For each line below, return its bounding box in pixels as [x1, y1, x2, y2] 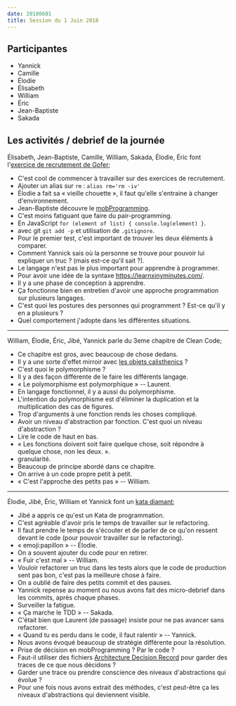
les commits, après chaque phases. [17, 593, 121, 602]
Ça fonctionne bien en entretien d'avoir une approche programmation [17, 286, 219, 295]
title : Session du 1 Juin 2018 [7, 17, 99, 24]
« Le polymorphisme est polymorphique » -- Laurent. [17, 380, 172, 389]
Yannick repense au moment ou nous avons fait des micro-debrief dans [17, 586, 225, 595]
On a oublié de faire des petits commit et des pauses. [17, 579, 172, 587]
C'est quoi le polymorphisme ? [17, 365, 106, 374]
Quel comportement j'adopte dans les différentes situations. [17, 316, 192, 324]
